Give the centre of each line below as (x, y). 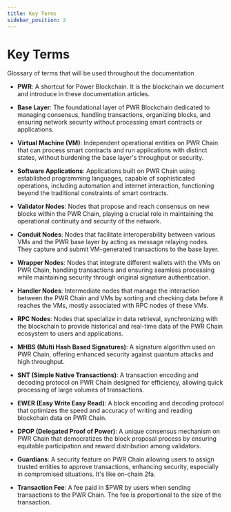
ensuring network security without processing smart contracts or (110, 122)
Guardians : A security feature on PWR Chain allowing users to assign (116, 459)
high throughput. (41, 362)
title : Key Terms (32, 13)
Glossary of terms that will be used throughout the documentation (101, 73)
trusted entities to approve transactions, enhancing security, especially (118, 467)
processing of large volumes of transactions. (81, 390)
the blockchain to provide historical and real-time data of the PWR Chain (120, 327)
